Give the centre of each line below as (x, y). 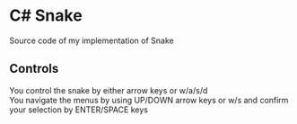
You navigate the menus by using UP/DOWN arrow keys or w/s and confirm (149, 100)
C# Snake (46, 16)
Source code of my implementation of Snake (92, 40)
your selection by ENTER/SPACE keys (79, 110)
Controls (34, 69)
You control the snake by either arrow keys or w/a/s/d (109, 90)
